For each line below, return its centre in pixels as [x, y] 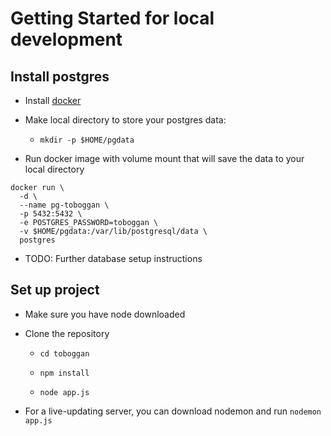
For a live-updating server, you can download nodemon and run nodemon [173, 411]
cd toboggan [64, 353]
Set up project [55, 290]
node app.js [64, 392]
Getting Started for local [112, 18]
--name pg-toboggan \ [64, 205]
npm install [64, 373]
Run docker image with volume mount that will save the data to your [164, 158]
